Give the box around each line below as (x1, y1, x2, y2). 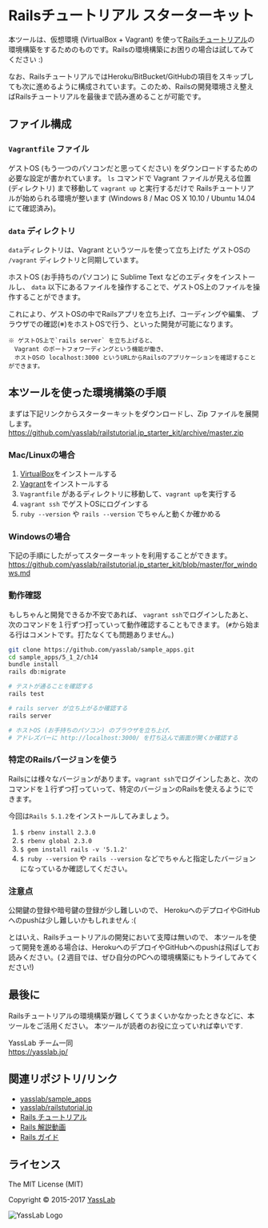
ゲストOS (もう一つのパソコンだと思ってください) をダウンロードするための (8, 163, 258, 172)
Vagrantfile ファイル (8, 143, 90, 155)
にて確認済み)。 (8, 203, 61, 212)
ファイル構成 (8, 117, 72, 131)
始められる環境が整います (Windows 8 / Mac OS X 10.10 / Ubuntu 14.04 (22, 193, 256, 203)
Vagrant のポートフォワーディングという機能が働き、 (14, 345, 168, 353)
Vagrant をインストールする (19, 479, 110, 489)
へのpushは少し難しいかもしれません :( (8, 915, 137, 925)
